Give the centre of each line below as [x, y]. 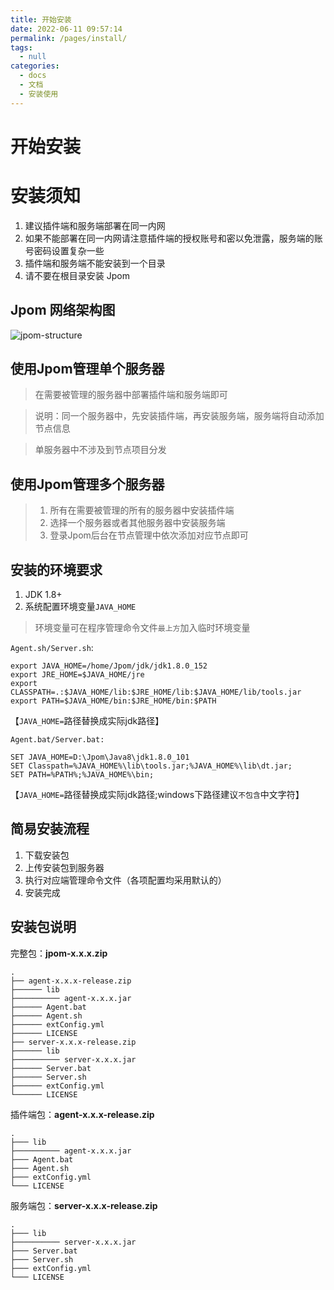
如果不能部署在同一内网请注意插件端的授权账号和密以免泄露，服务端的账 [173, 238]
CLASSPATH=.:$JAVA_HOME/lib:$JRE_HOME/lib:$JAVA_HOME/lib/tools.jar [156, 692]
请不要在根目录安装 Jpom [77, 275]
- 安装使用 [39, 94]
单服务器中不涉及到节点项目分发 [100, 450]
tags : [21, 47]
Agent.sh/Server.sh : [52, 647]
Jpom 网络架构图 [63, 310]
